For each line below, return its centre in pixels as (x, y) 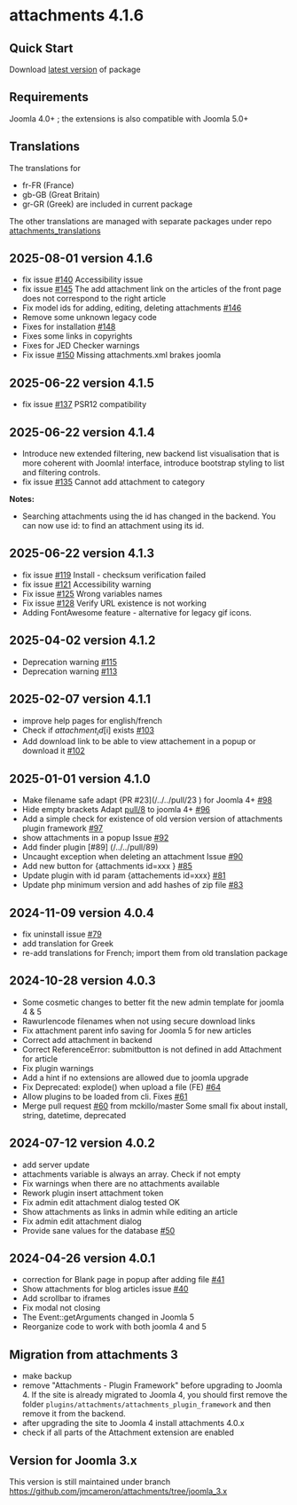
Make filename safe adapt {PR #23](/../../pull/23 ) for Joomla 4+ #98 (147, 800)
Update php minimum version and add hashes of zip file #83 (133, 885)
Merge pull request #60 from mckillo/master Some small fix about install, (155, 1106)
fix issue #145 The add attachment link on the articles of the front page (152, 289)
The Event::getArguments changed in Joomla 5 (108, 1317)
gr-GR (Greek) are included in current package (107, 204)
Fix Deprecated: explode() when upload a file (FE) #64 (121, 1086)
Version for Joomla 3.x (73, 1460)
